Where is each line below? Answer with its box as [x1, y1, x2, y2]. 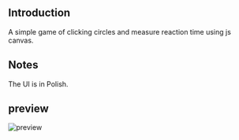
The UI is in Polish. [8, 79, 69, 89]
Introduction [8, 6, 71, 20]
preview [8, 102, 49, 116]
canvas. [8, 35, 34, 45]
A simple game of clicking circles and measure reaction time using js [8, 27, 231, 36]
